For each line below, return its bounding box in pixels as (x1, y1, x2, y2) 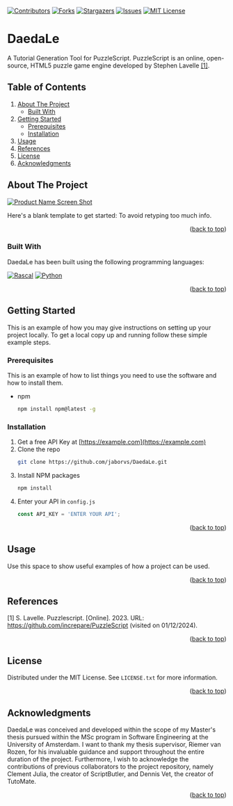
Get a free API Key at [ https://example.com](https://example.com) (17, 438, 207, 446)
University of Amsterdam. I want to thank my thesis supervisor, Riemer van (7, 741, 221, 749)
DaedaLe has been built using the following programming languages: (7, 257, 204, 266)
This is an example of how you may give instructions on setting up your (7, 323, 211, 332)
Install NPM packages (17, 471, 80, 480)
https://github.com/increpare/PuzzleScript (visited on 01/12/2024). (7, 621, 198, 629)
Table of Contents (7, 81, 87, 93)
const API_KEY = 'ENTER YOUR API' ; (17, 510, 121, 517)
